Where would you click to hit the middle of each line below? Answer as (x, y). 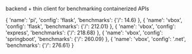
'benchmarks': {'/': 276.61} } (40, 45)
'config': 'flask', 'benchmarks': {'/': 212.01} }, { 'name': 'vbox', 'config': (91, 26)
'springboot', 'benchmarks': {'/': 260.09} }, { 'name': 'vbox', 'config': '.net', (96, 39)
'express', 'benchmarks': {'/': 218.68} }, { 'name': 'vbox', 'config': (84, 33)
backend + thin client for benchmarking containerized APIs (77, 9)
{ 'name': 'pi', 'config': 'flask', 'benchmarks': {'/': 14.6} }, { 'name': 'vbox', (94, 20)
